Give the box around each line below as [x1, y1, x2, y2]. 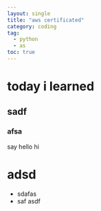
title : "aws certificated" [7, 17, 85, 24]
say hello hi [7, 143, 40, 151]
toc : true [7, 49, 36, 56]
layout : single [7, 10, 51, 17]
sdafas [16, 190, 36, 198]
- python [13, 36, 38, 43]
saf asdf [16, 196, 41, 205]
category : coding [7, 23, 57, 30]
